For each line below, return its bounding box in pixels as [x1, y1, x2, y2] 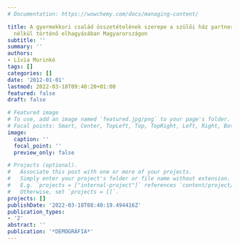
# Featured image [7, 109, 59, 116]
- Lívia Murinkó [7, 56, 55, 64]
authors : [7, 50, 33, 57]
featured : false [7, 90, 55, 97]
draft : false [7, 96, 46, 103]
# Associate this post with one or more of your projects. [7, 168, 193, 175]
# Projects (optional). [7, 162, 78, 169]
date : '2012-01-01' [7, 76, 65, 83]
